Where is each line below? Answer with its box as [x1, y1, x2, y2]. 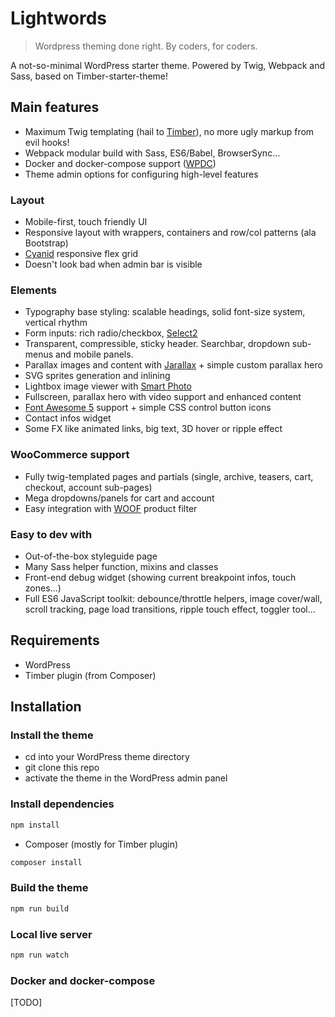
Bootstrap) [24, 237, 69, 249]
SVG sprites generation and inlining [24, 370, 171, 382]
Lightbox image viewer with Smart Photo [24, 380, 192, 392]
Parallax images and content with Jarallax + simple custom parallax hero [24, 359, 323, 371]
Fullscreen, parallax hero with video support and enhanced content [24, 391, 302, 403]
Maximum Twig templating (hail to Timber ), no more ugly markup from [24, 125, 315, 137]
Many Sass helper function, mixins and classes [24, 560, 219, 572]
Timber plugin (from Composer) [24, 669, 157, 681]
